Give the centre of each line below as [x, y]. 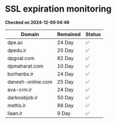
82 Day [65, 58]
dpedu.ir [17, 50]
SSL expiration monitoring [58, 9]
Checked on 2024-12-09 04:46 [37, 22]
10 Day [65, 66]
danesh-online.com [30, 82]
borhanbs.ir [21, 74]
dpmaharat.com [25, 66]
